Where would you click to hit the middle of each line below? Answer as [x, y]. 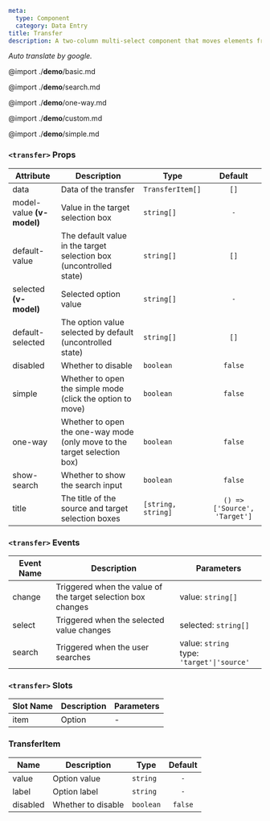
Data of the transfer [98, 189]
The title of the [88, 498]
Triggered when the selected [110, 620]
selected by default [97, 332]
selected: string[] [215, 625]
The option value [92, 322]
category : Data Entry [52, 26]
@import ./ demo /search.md [54, 87]
